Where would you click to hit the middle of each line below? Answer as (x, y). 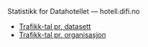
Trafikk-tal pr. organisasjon (62, 35)
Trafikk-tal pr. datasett (55, 26)
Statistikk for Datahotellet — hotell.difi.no (74, 11)
